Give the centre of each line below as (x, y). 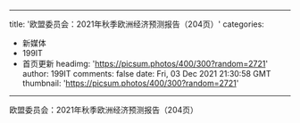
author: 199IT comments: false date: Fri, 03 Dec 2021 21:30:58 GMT (146, 74)
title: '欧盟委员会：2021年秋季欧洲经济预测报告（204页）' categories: (137, 24)
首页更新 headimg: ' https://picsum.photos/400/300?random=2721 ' (145, 64)
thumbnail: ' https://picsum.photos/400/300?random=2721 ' (130, 83)
